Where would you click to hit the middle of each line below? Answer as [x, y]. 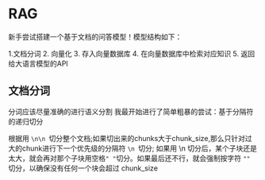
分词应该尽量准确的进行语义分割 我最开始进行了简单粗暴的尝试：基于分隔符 [131, 111]
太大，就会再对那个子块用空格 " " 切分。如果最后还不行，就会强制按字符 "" [129, 158]
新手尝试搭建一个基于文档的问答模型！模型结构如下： [95, 36]
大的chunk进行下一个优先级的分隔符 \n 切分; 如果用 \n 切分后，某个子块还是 [133, 148]
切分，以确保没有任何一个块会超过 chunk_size [83, 168]
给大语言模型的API [38, 63]
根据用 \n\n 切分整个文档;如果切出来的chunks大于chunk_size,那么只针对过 [130, 138]
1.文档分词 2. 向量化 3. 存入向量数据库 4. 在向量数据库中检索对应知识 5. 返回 [132, 53]
